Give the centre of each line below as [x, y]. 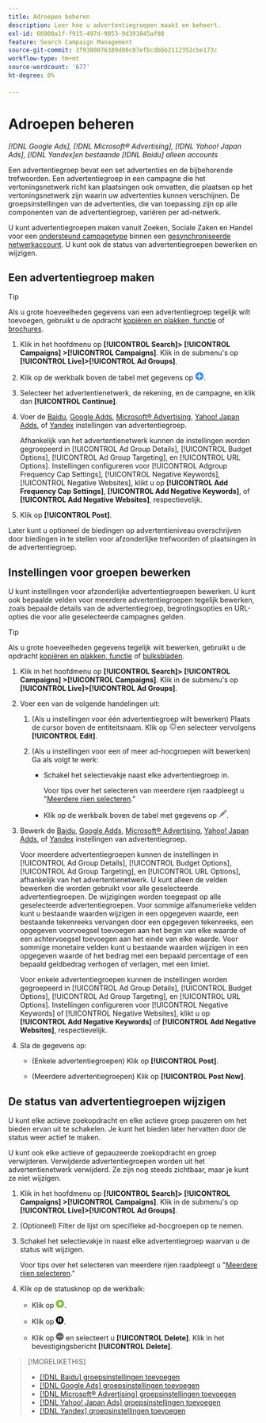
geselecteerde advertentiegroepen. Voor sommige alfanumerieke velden [138, 905]
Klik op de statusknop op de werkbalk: [82, 1289]
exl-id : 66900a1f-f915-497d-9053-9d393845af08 [86, 33]
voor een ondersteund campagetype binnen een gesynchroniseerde [120, 236]
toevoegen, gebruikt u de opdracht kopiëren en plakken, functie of [117, 321]
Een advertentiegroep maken [82, 278]
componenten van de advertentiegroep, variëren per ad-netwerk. [115, 212]
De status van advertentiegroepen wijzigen [117, 1101]
